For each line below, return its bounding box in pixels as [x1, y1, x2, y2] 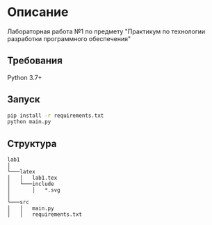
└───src [7, 199, 30, 206]
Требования [7, 55, 63, 67]
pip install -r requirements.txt [7, 112, 104, 119]
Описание [7, 4, 69, 20]
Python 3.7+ [7, 73, 42, 82]
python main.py [7, 118, 51, 125]
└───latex [7, 169, 36, 176]
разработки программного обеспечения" [7, 34, 131, 42]
